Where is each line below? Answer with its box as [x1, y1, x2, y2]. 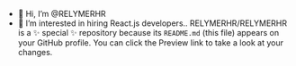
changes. [17, 47, 53, 57]
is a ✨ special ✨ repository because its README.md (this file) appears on [17, 28, 280, 37]
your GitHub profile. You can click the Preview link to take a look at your [17, 37, 283, 48]
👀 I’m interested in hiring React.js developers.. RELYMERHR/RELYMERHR [17, 18, 288, 29]
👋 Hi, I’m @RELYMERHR [17, 9, 106, 19]
